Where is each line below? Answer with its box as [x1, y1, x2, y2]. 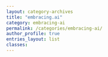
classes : [6, 42, 28, 48]
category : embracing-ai [6, 20, 66, 26]
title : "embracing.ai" [6, 14, 63, 20]
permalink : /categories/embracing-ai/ [6, 25, 103, 31]
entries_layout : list [6, 36, 60, 42]
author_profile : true [6, 31, 60, 37]
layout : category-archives [6, 8, 73, 15]
